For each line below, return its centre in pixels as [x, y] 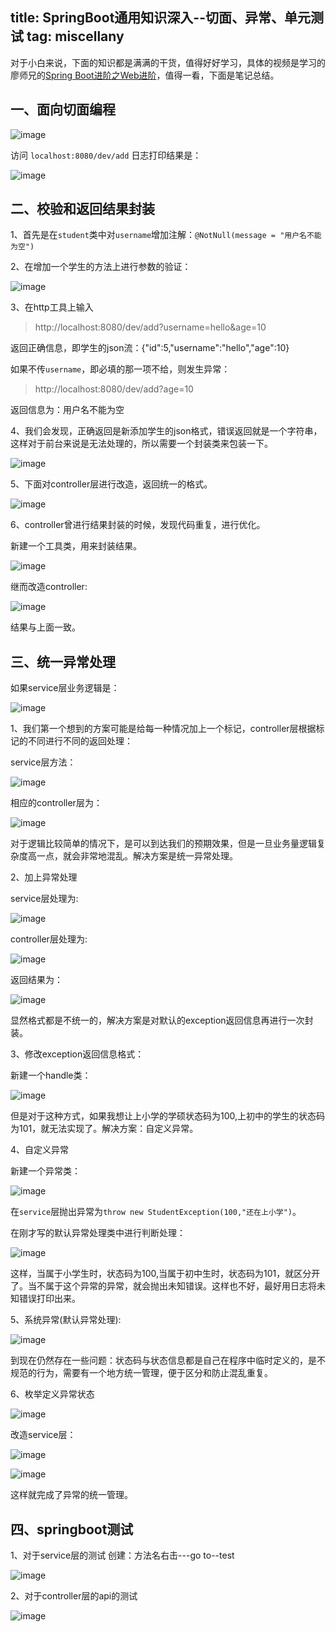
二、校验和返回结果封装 [82, 209]
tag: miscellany [75, 36]
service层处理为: [44, 899]
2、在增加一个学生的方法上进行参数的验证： [101, 267]
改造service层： [43, 1435]
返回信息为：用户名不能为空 [67, 410]
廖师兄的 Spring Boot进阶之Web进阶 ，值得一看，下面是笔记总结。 [145, 75]
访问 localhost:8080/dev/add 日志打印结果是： [106, 155]
